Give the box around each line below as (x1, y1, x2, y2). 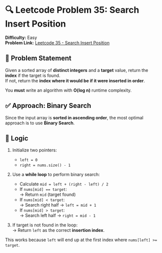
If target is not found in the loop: (12, 222, 78, 228)
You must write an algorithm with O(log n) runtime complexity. (5, 87, 132, 93)
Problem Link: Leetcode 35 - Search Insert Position (5, 39, 110, 45)
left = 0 (19, 158, 38, 163)
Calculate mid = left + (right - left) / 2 (19, 181, 109, 187)
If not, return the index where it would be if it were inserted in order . (5, 77, 145, 83)
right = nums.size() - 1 (19, 163, 71, 168)
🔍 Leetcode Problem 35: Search (5, 4, 139, 16)
